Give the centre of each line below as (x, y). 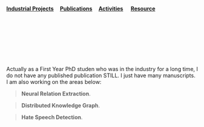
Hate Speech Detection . (52, 117)
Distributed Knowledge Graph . (61, 106)
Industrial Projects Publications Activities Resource (81, 9)
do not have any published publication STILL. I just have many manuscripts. (101, 75)
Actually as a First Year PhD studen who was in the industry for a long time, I (102, 69)
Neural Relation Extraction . (56, 94)
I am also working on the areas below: (54, 82)
